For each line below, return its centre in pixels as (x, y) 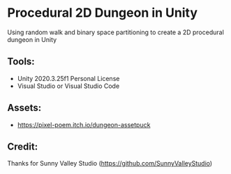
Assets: (24, 108)
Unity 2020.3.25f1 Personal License (68, 78)
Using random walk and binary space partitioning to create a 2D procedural (116, 32)
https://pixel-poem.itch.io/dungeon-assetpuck (84, 124)
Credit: (23, 146)
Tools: (21, 62)
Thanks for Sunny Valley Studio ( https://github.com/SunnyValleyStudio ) (110, 164)
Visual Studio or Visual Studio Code (68, 86)
